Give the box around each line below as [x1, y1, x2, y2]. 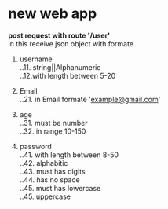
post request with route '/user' [8, 31, 111, 40]
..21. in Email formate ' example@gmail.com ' [19, 94, 161, 104]
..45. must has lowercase [19, 183, 101, 192]
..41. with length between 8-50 [19, 150, 119, 159]
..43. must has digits [19, 167, 86, 176]
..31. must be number [19, 118, 88, 127]
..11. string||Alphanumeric [19, 62, 101, 71]
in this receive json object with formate [8, 38, 134, 48]
